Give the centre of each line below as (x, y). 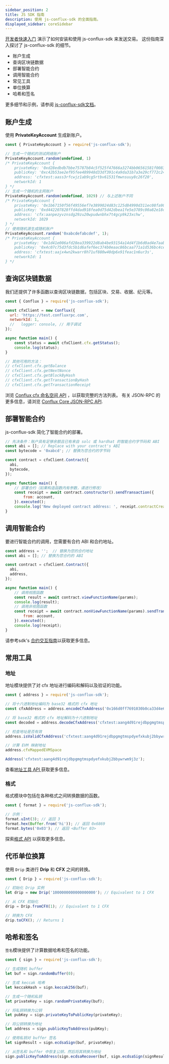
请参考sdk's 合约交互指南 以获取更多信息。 (49, 640)
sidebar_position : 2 (27, 10)
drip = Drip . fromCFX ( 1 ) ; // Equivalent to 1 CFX (57, 907)
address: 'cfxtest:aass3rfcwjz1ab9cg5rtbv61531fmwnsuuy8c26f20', (84, 177)
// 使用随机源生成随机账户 (29, 229)
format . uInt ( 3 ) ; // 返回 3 (33, 819)
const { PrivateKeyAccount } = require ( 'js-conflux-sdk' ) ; (68, 145)
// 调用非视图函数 (31, 607)
